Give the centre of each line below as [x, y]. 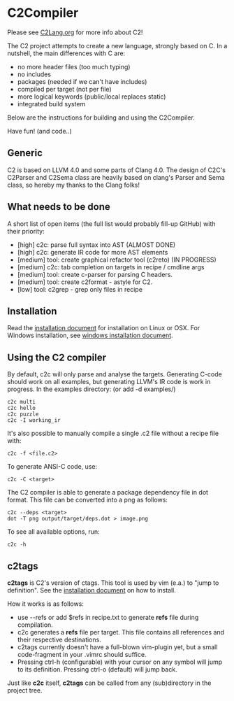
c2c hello [22, 408]
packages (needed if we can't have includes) [82, 81]
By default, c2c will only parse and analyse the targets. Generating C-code [115, 374]
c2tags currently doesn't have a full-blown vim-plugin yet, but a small [117, 647]
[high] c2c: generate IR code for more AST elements [93, 252]
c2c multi [22, 402]
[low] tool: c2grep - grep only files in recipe [80, 289]
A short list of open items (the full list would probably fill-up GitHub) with [111, 224]
